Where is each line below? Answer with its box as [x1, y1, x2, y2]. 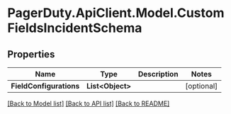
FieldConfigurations [11, 81, 80, 91]
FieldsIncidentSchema [7, 20, 142, 36]
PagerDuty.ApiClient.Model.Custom [7, 5, 225, 21]
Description [137, 69, 179, 79]
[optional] [185, 81, 218, 91]
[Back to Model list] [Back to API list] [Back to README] [7, 99, 170, 108]
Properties [7, 48, 55, 60]
